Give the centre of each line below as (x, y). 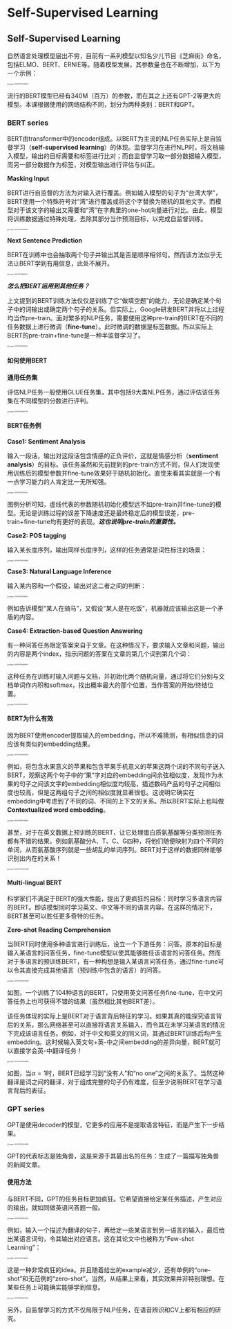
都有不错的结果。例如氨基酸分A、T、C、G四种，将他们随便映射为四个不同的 (116, 841)
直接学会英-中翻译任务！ (48, 1051)
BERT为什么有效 (30, 718)
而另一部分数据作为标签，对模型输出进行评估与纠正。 (83, 165)
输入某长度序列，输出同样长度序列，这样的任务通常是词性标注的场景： (107, 550)
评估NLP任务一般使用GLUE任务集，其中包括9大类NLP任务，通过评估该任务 (114, 392)
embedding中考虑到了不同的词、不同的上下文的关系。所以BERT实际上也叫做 (116, 801)
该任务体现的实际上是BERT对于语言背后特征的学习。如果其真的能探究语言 (112, 1016)
